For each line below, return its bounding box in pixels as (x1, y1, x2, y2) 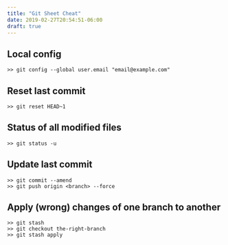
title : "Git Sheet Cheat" (7, 10, 81, 17)
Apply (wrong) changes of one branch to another (7, 202, 221, 213)
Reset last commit (7, 85, 86, 97)
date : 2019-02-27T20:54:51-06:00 (7, 16, 103, 23)
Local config (7, 48, 62, 60)
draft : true (7, 23, 41, 30)
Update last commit (7, 159, 93, 170)
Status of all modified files (7, 121, 122, 134)
